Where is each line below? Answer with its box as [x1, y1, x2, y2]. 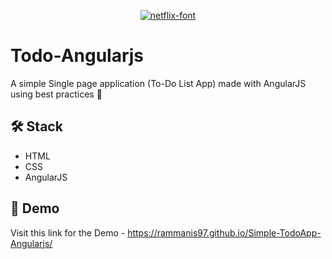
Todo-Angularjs [10, 45, 145, 67]
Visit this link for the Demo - [10, 226, 126, 239]
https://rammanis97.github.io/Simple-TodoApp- [127, 226, 322, 239]
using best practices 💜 [10, 88, 103, 100]
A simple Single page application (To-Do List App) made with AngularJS [10, 77, 307, 89]
